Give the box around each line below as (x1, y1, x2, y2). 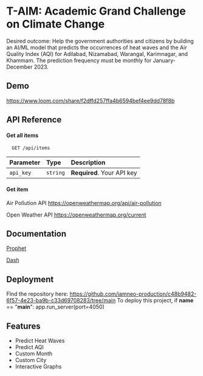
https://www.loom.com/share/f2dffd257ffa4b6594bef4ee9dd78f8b (6, 97, 175, 104)
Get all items (6, 131, 39, 139)
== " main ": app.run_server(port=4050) (6, 303, 105, 311)
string (46, 169, 66, 176)
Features (6, 321, 41, 331)
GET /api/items (12, 145, 50, 151)
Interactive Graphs (15, 363, 62, 370)
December (6, 63, 33, 71)
